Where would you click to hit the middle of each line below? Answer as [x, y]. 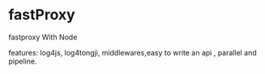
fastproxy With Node [43, 37]
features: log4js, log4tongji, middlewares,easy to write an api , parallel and [132, 52]
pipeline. [23, 61]
